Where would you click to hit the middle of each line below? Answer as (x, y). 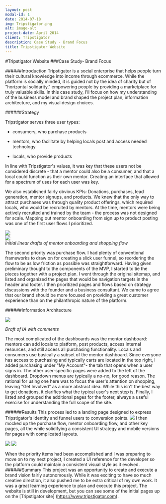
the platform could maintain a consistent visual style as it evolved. (73, 464)
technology (24, 146)
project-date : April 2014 (32, 33)
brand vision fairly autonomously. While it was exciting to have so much (78, 475)
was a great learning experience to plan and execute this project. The (76, 486)
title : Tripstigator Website (35, 47)
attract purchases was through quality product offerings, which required (79, 202)
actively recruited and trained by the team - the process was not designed (81, 213)
